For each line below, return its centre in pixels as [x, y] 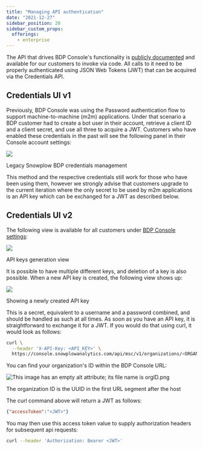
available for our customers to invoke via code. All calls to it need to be [94, 64]
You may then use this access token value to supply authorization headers [99, 424]
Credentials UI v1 [39, 95]
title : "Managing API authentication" [55, 12]
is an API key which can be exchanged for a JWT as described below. [93, 196]
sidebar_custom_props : [35, 29]
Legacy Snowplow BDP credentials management [67, 165]
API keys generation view [38, 259]
